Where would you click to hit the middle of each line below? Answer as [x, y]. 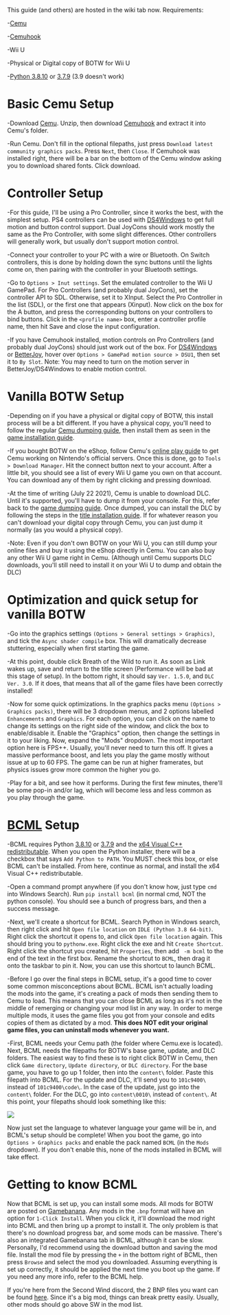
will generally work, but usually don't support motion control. [93, 241]
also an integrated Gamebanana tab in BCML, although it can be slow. [106, 1240]
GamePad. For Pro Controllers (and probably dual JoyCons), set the [103, 290]
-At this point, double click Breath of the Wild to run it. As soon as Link [106, 661]
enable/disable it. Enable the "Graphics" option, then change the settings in [114, 733]
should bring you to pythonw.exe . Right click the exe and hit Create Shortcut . [115, 944]
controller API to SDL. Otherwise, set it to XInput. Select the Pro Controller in [115, 297]
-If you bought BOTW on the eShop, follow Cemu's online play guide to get [113, 451]
